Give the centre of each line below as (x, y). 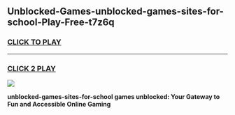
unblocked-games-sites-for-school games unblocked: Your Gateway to (114, 96)
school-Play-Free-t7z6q (61, 23)
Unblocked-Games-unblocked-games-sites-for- (115, 11)
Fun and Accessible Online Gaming (59, 104)
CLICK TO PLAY (34, 43)
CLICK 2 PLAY (31, 68)
